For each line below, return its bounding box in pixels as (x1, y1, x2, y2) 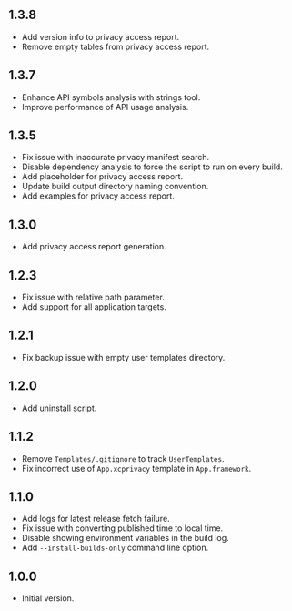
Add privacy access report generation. (21, 241, 166, 252)
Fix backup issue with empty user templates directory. (21, 351, 226, 362)
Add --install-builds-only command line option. (21, 542, 209, 554)
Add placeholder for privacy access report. (21, 171, 184, 182)
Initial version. (21, 593, 75, 604)
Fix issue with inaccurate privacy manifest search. (21, 152, 210, 163)
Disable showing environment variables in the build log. (21, 533, 229, 544)
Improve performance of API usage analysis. (21, 101, 189, 112)
